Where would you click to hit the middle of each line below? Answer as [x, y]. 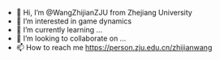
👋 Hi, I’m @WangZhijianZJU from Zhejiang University [104, 13]
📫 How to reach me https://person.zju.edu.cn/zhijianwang [114, 47]
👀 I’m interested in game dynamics [74, 21]
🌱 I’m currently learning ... [59, 30]
